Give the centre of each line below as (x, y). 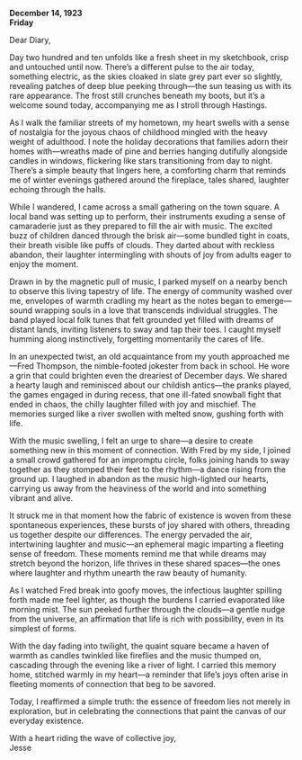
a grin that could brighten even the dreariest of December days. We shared (148, 376)
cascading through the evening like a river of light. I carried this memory (143, 665)
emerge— (274, 301)
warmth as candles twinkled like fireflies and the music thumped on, (136, 655)
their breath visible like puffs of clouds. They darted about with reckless (142, 245)
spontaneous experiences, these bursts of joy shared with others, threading (150, 525)
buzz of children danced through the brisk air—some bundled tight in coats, (150, 236)
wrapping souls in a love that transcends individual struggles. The (156, 310)
